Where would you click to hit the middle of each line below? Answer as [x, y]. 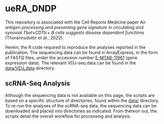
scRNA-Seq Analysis [37, 84]
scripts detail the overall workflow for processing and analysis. [68, 116]
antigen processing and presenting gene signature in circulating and [74, 27]
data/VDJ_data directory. [30, 68]
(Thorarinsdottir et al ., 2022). [35, 38]
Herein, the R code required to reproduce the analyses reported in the [75, 47]
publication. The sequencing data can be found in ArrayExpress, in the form [82, 52]
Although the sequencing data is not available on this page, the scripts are [80, 95]
